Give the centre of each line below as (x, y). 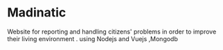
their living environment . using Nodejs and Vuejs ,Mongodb (93, 38)
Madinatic (37, 13)
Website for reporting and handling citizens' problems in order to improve (112, 32)
